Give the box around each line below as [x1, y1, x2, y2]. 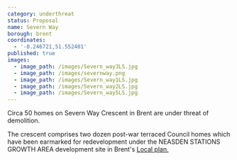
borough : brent [7, 30, 53, 38]
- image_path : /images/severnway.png [13, 69, 126, 76]
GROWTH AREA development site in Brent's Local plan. [7, 145, 169, 154]
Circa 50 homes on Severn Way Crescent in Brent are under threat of [7, 109, 209, 118]
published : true [7, 50, 55, 57]
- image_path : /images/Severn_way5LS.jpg [13, 89, 138, 96]
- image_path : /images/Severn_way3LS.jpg [13, 63, 138, 70]
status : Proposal [7, 17, 59, 24]
